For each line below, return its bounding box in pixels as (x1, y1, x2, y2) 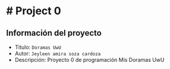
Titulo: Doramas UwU (14, 43, 61, 51)
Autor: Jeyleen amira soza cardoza (14, 50, 101, 57)
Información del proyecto (6, 28, 102, 38)
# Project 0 (6, 4, 61, 18)
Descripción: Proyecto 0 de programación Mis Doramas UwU (14, 57, 165, 63)
